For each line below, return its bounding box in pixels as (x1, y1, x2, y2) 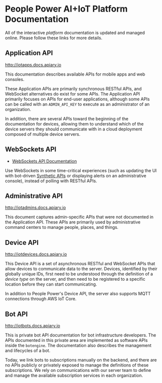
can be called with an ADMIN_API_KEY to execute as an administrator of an (5, 101, 150, 107)
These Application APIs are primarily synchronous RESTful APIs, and (5, 86, 142, 92)
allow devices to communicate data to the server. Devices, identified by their (5, 266, 158, 272)
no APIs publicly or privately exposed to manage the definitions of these (5, 362, 149, 368)
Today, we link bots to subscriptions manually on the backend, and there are (5, 357, 157, 363)
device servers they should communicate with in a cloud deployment (5, 126, 142, 132)
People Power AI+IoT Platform (5, 3, 128, 15)
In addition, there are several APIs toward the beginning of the (5, 115, 129, 122)
